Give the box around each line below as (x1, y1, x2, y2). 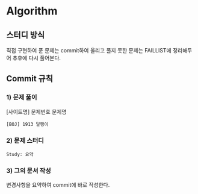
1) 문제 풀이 (6, 93, 37, 102)
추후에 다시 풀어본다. (12, 54, 61, 61)
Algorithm (6, 4, 58, 18)
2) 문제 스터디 (6, 136, 44, 145)
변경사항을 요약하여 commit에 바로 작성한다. (6, 181, 110, 189)
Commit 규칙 (6, 74, 53, 84)
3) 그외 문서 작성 (6, 166, 51, 175)
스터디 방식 (6, 30, 45, 40)
